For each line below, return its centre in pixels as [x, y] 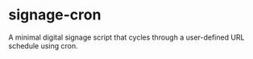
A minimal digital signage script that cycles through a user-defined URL [126, 37]
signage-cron [55, 15]
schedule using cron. [43, 45]
